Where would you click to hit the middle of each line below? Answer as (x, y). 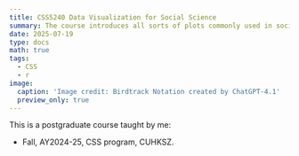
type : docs (29, 42)
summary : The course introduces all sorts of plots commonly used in (141, 26)
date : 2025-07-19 (41, 34)
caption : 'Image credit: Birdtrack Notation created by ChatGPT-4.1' (149, 91)
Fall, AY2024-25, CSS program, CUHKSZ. (98, 142)
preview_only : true (53, 100)
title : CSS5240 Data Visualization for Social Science (113, 17)
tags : (19, 58)
